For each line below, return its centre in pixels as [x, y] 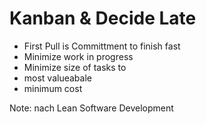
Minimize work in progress [78, 56]
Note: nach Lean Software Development [91, 108]
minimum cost [53, 88]
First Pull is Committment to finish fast [102, 46]
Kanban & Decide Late [103, 18]
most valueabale [57, 78]
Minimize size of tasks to [75, 67]
